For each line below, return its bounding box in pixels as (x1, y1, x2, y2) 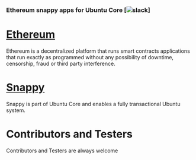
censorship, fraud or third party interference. (6, 60, 115, 67)
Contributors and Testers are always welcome (6, 147, 118, 154)
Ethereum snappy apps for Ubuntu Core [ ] (6, 6, 150, 14)
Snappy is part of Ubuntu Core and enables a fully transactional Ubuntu (6, 100, 181, 107)
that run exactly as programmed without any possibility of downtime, (6, 53, 173, 60)
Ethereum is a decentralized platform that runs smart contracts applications (6, 47, 191, 55)
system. (6, 107, 25, 114)
